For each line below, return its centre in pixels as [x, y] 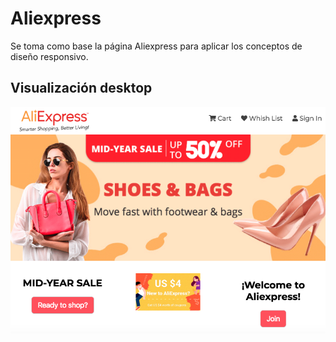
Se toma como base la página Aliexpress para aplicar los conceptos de [156, 46]
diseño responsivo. [49, 56]
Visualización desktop [81, 88]
